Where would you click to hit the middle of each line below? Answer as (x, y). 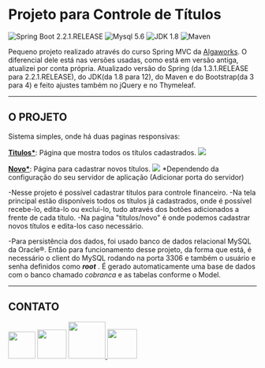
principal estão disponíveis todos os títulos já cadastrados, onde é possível (130, 201)
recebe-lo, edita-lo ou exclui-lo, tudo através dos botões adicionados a (123, 209)
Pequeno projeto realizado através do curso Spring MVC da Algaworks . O (127, 51)
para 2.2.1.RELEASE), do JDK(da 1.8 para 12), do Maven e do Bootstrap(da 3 (131, 76)
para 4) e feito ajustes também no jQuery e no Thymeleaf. (102, 85)
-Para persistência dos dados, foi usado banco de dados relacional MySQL (130, 241)
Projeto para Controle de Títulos (115, 15)
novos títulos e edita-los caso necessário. (76, 225)
